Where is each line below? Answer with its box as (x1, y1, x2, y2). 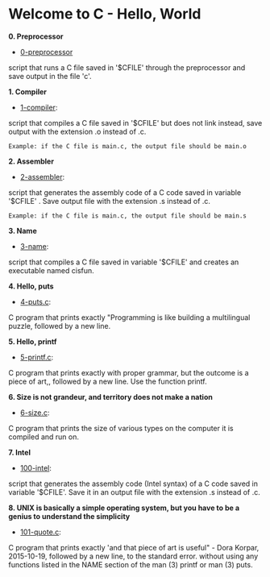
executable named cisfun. (8, 265, 94, 275)
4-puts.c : (19, 297, 52, 306)
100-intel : (19, 463, 52, 472)
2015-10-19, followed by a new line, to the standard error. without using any (8, 551, 259, 561)
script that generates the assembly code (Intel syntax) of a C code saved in (8, 479, 258, 488)
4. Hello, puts (8, 281, 54, 291)
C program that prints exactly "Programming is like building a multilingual (8, 312, 251, 322)
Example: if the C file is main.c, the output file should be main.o (8, 142, 247, 150)
